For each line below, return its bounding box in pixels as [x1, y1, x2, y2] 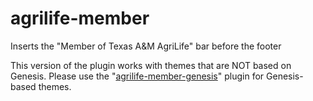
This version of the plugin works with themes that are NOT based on [10, 59, 292, 71]
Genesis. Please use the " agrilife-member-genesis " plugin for [10, 70, 265, 82]
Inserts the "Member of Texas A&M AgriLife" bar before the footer [10, 40, 282, 52]
